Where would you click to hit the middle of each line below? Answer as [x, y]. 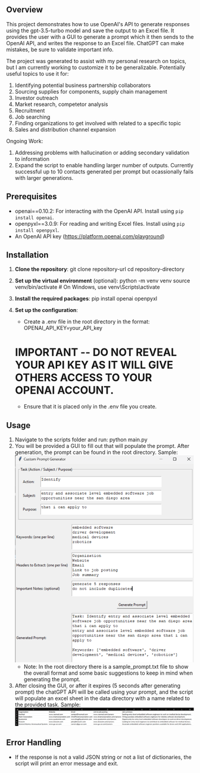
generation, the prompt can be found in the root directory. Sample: [96, 453]
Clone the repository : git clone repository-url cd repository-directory [99, 269]
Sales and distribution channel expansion [65, 129]
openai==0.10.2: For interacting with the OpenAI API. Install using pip [99, 211]
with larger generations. [44, 177]
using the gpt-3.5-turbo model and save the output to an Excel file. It [90, 30]
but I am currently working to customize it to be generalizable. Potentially [96, 67]
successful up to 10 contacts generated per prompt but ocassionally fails [104, 172]
